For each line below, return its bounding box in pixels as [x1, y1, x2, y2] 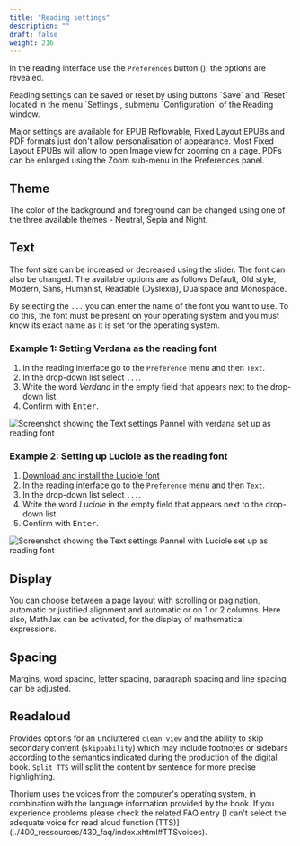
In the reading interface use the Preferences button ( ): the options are [9, 63, 267, 74]
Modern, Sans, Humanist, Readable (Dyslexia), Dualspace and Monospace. [9, 283, 287, 294]
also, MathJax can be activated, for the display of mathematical [9, 614, 244, 625]
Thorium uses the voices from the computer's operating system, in [9, 788, 256, 799]
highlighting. [9, 771, 56, 781]
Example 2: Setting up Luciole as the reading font [9, 450, 228, 463]
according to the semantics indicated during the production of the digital [9, 752, 278, 762]
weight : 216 [9, 38, 54, 48]
